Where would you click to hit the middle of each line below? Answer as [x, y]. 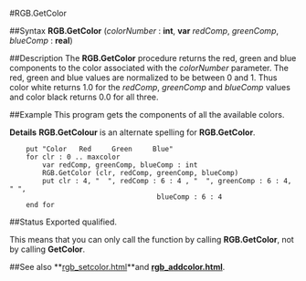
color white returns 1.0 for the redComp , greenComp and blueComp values [150, 87]
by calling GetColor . [47, 249]
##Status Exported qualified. [63, 222]
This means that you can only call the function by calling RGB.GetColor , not [152, 239]
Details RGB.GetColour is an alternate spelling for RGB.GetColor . [132, 132]
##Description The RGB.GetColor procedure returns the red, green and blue [153, 58]
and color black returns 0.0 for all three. [84, 97]
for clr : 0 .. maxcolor [73, 157]
